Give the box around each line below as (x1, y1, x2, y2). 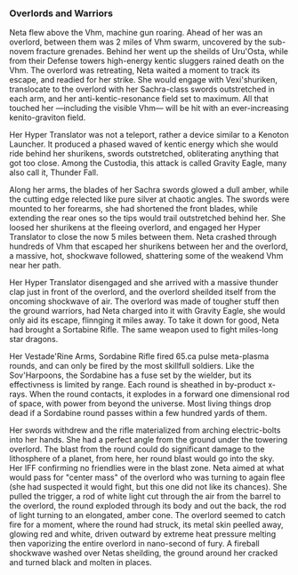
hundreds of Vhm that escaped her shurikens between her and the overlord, (9, 241, 289, 252)
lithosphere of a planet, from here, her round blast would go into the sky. (9, 453, 275, 464)
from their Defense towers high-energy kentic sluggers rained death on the (9, 56, 285, 67)
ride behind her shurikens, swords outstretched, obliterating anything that (9, 148, 279, 159)
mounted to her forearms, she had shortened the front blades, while (9, 204, 258, 214)
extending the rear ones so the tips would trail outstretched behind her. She (9, 212, 286, 224)
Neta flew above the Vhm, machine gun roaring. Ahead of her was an (9, 28, 263, 38)
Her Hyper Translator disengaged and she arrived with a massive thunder (9, 277, 278, 288)
